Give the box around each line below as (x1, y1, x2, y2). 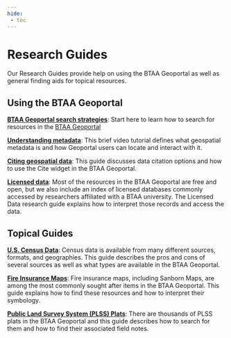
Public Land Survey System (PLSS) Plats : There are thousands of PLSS (7, 310, 213, 318)
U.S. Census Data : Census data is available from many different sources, (7, 246, 216, 254)
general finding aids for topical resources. (7, 77, 127, 85)
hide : (7, 10, 23, 17)
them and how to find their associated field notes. (7, 324, 149, 333)
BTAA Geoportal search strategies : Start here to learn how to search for (7, 115, 215, 124)
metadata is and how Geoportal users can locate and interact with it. (7, 144, 203, 152)
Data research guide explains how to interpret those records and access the (7, 200, 224, 208)
